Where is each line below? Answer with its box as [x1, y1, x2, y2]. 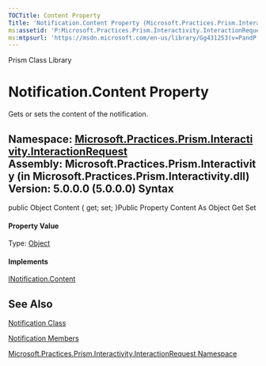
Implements [8, 257, 49, 266]
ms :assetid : [8, 26, 47, 34]
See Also [8, 297, 53, 311]
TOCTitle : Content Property [8, 11, 101, 20]
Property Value [8, 221, 59, 231]
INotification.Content [8, 274, 76, 284]
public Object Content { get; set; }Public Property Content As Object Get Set [8, 203, 256, 212]
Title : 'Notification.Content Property [8, 19, 140, 27]
